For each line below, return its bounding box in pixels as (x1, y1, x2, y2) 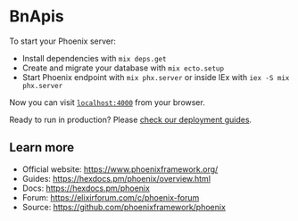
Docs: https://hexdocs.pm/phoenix (21, 183, 150, 193)
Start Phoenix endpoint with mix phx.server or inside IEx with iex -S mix (21, 71, 290, 82)
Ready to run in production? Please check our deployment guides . (9, 114, 252, 125)
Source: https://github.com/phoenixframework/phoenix (21, 201, 226, 212)
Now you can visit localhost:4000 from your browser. (9, 96, 205, 108)
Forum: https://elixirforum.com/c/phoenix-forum (21, 192, 200, 202)
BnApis (9, 6, 64, 27)
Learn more (9, 140, 75, 155)
